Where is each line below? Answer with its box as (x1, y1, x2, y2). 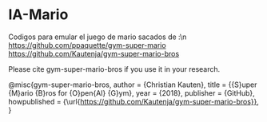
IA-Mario (8, 6, 69, 24)
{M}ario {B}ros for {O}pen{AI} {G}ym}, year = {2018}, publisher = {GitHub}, (8, 88, 256, 97)
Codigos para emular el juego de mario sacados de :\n (8, 32, 187, 41)
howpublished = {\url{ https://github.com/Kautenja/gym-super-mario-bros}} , (8, 96, 260, 106)
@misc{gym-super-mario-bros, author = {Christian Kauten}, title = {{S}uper (8, 80, 257, 89)
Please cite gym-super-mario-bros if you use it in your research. (8, 64, 221, 73)
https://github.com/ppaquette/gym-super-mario (8, 40, 166, 49)
